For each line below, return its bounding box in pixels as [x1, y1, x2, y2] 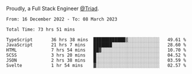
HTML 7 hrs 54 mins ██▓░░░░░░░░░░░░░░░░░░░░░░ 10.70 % [6, 47, 186, 53]
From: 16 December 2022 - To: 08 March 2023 [6, 16, 118, 22]
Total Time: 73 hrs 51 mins [6, 26, 76, 32]
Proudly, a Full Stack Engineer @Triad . [6, 5, 99, 12]
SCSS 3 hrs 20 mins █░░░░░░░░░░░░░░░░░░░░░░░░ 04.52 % [6, 52, 186, 58]
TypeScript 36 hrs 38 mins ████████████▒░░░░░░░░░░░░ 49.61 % [6, 37, 186, 43]
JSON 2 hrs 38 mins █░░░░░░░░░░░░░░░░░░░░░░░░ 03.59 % [6, 58, 186, 63]
